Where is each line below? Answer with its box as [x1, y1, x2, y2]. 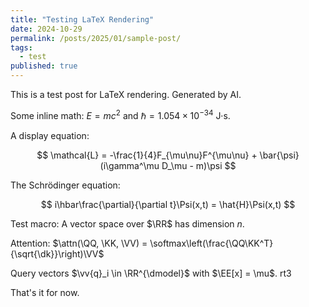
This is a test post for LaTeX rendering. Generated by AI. [10, 89, 242, 100]
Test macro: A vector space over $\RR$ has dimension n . [10, 217, 245, 230]
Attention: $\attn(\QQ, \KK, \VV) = [10, 237, 148, 249]
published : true [10, 61, 78, 71]
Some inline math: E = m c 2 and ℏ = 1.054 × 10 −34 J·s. [10, 108, 231, 121]
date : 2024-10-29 [10, 24, 83, 34]
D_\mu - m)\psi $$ [161, 159, 237, 171]
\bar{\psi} [259, 149, 300, 161]
